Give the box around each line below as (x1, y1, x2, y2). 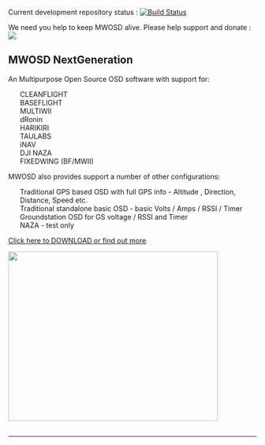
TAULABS (19, 131, 52, 141)
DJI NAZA (19, 148, 53, 158)
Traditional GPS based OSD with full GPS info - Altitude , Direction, (19, 187, 236, 196)
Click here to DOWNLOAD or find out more (8, 235, 147, 245)
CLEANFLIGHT (19, 89, 69, 98)
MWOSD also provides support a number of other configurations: (8, 172, 221, 181)
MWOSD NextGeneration (8, 54, 133, 67)
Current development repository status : (8, 8, 138, 17)
